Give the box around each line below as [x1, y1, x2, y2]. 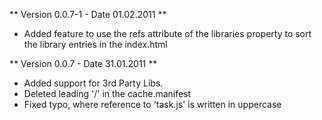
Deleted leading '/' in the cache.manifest [23, 88, 192, 99]
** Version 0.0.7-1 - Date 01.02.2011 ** [9, 9, 167, 20]
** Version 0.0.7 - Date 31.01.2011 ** [9, 58, 158, 69]
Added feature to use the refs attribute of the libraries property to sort [23, 28, 312, 39]
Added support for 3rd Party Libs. [23, 77, 164, 89]
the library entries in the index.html [23, 39, 168, 50]
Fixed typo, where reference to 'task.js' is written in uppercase [23, 99, 282, 110]
